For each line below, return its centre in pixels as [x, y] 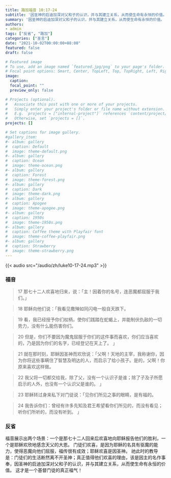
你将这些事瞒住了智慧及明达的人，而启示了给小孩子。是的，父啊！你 [94, 360]
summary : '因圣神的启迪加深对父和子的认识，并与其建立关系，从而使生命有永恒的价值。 [85, 19]
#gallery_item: [21, 137]
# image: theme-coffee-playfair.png [45, 237]
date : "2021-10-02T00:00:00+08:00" [43, 43]
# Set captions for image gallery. [43, 132]
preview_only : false [32, 90]
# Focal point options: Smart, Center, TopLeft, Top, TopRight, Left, [82, 71]
